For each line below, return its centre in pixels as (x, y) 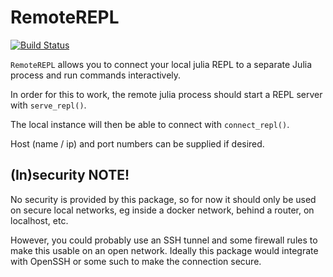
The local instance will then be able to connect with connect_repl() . (150, 124)
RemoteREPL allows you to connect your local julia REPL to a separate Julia (161, 64)
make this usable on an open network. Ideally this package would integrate (164, 250)
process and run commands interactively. (96, 75)
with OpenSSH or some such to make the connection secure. (136, 261)
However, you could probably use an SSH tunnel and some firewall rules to (164, 240)
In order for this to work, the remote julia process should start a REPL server (166, 94)
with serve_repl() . (48, 105)
